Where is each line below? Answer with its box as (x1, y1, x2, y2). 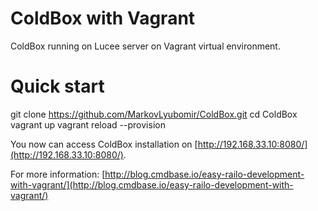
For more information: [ (10, 168, 106, 180)
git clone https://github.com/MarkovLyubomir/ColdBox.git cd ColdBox (10, 108, 298, 120)
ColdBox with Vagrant (10, 7, 196, 30)
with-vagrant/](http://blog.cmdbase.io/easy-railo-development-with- (10, 178, 294, 191)
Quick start (10, 75, 105, 98)
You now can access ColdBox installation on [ (10, 138, 198, 150)
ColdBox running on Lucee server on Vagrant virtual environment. (10, 40, 281, 52)
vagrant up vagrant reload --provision (10, 118, 166, 131)
